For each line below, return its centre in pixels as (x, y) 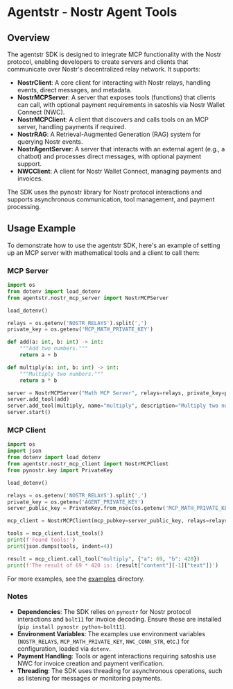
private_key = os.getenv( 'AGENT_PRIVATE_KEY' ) (76, 502)
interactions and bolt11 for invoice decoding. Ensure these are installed (119, 619)
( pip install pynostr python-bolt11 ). (72, 626)
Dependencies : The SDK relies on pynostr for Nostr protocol (104, 611)
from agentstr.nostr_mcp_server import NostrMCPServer (88, 298)
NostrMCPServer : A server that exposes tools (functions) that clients (116, 97)
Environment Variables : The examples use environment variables (111, 633)
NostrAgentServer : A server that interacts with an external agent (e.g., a (121, 149)
